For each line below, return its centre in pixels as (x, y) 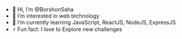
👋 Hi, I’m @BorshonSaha (43, 9)
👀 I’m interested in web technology (56, 16)
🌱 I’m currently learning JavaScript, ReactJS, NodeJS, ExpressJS (94, 22)
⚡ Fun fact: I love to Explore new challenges (67, 29)
